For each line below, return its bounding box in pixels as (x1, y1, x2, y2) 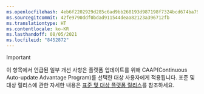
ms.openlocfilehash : (6, 8, 59, 15)
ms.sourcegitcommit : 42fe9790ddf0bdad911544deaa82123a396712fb (6, 15, 170, 21)
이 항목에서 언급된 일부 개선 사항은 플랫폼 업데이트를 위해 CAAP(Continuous (6, 66, 188, 73)
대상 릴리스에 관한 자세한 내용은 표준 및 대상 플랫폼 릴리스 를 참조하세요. (6, 81, 175, 89)
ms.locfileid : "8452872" (6, 37, 69, 43)
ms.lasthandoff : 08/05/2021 (6, 32, 78, 38)
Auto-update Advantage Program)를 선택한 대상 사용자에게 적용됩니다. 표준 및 (6, 74, 195, 81)
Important (6, 54, 31, 61)
